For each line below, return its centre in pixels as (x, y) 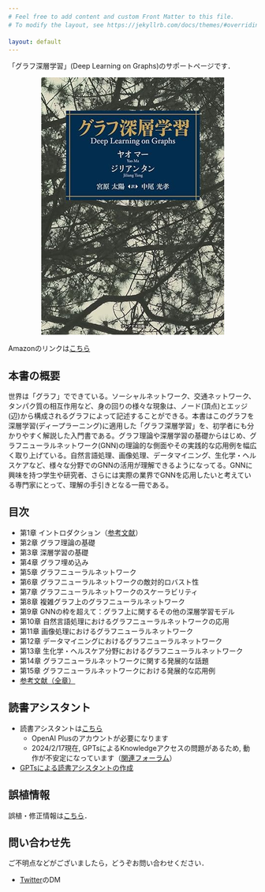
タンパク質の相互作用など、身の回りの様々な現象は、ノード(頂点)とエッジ (128, 406)
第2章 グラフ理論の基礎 (58, 542)
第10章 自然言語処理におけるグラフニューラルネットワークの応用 (125, 621)
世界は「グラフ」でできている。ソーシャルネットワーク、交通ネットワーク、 (132, 396)
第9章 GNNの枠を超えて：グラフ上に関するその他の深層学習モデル (127, 611)
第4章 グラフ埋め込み (54, 562)
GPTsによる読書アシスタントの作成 (77, 767)
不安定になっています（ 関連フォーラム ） (111, 758)
